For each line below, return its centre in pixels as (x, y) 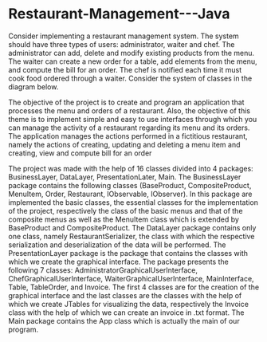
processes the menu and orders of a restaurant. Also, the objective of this (130, 110)
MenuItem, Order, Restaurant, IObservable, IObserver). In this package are (130, 194)
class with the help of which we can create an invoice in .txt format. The (126, 313)
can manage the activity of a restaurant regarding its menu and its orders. (129, 128)
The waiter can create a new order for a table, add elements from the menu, (133, 61)
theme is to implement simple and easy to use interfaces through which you (133, 119)
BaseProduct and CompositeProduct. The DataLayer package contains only (132, 227)
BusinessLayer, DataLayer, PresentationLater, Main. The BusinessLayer (125, 177)
